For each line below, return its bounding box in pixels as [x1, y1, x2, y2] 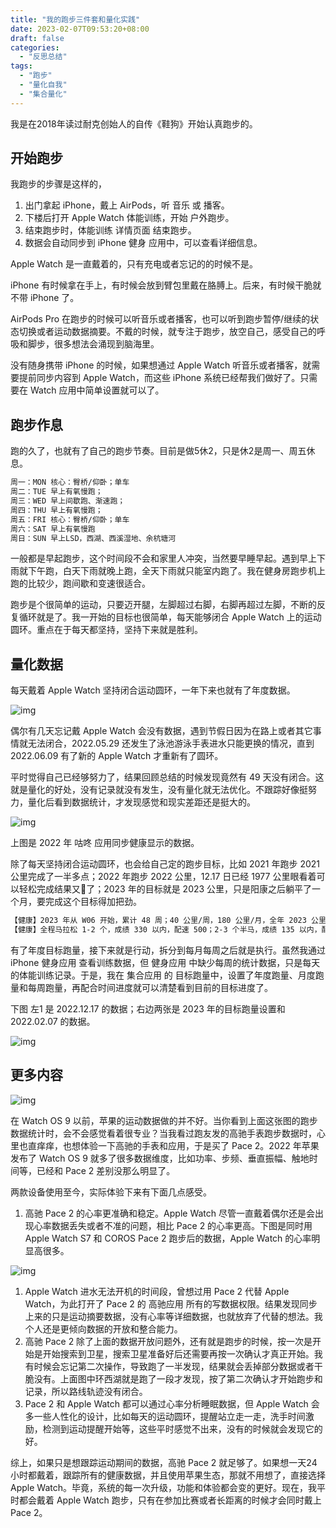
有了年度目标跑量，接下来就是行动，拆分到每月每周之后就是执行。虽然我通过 [10, 944, 326, 956]
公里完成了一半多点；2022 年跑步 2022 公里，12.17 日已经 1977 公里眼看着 [10, 871, 317, 883]
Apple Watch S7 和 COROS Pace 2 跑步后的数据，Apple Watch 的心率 [24, 1232, 312, 1244]
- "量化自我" [19, 80, 68, 90]
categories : [10, 42, 60, 53]
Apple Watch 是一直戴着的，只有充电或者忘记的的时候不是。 [10, 258, 258, 270]
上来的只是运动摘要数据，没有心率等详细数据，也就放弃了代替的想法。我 [24, 1310, 323, 1322]
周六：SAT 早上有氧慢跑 [10, 524, 96, 534]
